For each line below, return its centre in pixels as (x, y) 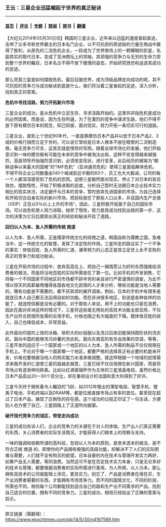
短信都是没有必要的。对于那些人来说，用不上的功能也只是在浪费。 (94, 304)
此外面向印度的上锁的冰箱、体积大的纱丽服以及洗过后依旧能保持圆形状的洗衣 (83, 332)
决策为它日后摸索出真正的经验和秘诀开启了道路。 (63, 216)
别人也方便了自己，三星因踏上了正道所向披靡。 (53, 405)
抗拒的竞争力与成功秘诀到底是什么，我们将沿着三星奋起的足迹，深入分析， (85, 86)
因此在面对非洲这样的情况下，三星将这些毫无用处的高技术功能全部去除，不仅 (83, 310)
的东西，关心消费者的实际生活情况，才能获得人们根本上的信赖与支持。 (77, 432)
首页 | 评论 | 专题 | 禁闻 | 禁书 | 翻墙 (45, 26)
